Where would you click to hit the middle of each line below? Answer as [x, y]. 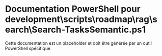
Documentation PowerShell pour [73, 9]
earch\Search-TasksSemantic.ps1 [75, 30]
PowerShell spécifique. [28, 48]
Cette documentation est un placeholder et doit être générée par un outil [79, 43]
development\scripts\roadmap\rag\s [81, 19]
